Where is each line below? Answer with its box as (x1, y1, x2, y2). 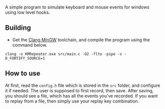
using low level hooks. (5, 9, 50, 15)
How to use (5, 69, 40, 78)
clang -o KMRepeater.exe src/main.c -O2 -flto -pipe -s (5, 51, 122, 56)
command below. (12, 42, 48, 48)
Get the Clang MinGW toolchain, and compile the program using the (12, 36, 150, 42)
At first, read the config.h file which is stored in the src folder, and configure (5, 82, 161, 88)
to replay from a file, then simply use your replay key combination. (5, 98, 139, 104)
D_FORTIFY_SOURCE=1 (5, 56, 45, 61)
